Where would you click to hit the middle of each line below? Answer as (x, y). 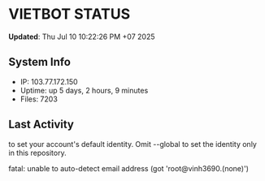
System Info (40, 62)
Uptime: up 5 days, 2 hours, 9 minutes (84, 90)
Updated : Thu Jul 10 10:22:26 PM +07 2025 (82, 37)
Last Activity (41, 125)
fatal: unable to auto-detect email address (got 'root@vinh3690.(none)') (129, 168)
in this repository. (37, 153)
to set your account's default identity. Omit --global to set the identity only (133, 144)
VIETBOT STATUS (70, 14)
